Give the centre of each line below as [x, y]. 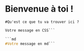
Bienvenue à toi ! [39, 9]
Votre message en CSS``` [30, 30]
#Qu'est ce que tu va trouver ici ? [42, 22]
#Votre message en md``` [30, 44]
